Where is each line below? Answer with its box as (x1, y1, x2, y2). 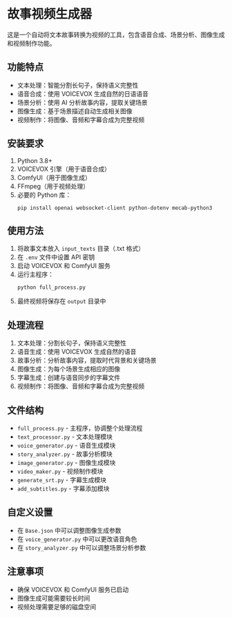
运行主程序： (17, 270, 54, 278)
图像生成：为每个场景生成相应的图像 (17, 365, 121, 373)
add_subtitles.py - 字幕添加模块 (17, 484, 110, 493)
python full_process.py (17, 284, 86, 291)
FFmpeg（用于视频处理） (17, 182, 90, 190)
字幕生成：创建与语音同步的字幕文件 (17, 374, 121, 382)
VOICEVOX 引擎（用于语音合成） (17, 164, 110, 173)
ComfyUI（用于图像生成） (17, 173, 91, 182)
